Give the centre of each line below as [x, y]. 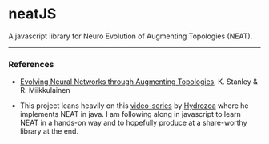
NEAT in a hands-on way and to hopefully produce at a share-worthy [133, 123]
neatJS [32, 14]
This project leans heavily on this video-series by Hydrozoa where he [134, 106]
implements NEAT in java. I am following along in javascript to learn [130, 114]
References [31, 64]
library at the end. [49, 131]
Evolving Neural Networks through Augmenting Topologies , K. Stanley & [139, 82]
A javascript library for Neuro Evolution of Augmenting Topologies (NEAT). [130, 36]
